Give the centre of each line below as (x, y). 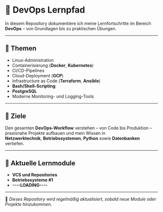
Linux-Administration (33, 60)
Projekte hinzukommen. (29, 204)
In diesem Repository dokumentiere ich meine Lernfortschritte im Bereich (78, 23)
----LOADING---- (30, 185)
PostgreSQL (24, 91)
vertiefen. (15, 143)
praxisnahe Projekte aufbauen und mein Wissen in (55, 133)
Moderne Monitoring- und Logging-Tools (53, 96)
